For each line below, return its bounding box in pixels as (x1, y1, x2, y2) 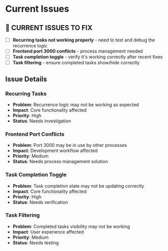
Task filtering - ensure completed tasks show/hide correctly (12, 60, 140, 66)
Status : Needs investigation (12, 118, 71, 124)
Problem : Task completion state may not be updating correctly (12, 183, 144, 189)
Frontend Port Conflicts (5, 131, 65, 138)
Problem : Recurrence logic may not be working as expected (12, 102, 139, 108)
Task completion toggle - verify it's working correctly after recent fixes (12, 54, 163, 60)
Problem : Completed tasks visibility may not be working (12, 223, 130, 230)
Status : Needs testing (12, 239, 59, 245)
